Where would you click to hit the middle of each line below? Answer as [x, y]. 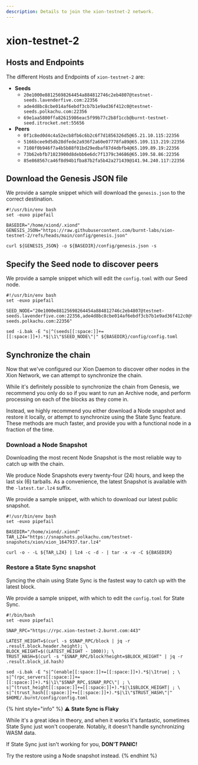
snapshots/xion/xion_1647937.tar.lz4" [54, 542]
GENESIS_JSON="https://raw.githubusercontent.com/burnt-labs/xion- [91, 231]
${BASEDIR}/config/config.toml [139, 337]
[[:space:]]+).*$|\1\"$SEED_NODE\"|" [52, 337]
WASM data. [21, 733]
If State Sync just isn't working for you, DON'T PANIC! [72, 744]
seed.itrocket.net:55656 [54, 123]
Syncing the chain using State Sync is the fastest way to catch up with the [96, 580]
